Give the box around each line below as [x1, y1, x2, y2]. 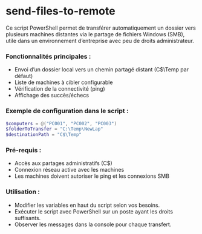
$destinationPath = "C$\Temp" [5, 132, 82, 138]
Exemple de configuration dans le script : [5, 107, 129, 115]
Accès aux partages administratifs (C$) [14, 160, 112, 167]
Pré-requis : [5, 146, 42, 155]
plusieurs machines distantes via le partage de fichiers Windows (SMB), [5, 30, 185, 37]
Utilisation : [5, 187, 40, 196]
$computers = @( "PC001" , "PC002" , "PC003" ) [5, 120, 117, 126]
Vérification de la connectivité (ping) [14, 85, 105, 93]
